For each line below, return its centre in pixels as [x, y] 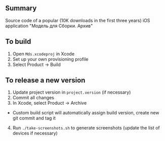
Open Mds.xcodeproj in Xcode [44, 54]
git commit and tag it [34, 118]
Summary [21, 8]
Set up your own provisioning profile [50, 59]
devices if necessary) [35, 133]
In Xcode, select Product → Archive [50, 103]
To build [18, 42]
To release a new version [45, 80]
